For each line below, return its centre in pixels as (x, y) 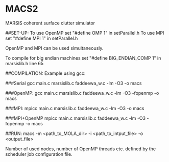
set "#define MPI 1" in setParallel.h (42, 38)
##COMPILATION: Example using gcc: (45, 73)
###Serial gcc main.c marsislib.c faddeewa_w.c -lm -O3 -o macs (74, 83)
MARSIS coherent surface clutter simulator (50, 23)
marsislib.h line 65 (25, 63)
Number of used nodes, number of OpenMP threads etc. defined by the (81, 149)
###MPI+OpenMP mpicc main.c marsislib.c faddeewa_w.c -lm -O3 (76, 118)
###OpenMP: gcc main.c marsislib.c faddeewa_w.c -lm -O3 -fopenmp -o (82, 93)
